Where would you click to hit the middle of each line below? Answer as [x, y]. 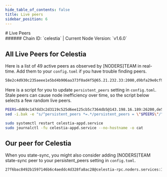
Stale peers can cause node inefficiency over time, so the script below [77, 95]
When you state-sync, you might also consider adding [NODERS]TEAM [78, 155]
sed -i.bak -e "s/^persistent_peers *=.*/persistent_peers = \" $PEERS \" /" [84, 114]
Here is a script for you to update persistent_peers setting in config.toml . [81, 90]
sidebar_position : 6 [27, 19]
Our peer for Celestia [38, 143]
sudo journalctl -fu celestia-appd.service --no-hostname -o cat [74, 128]
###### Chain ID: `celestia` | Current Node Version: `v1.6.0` [66, 38]
